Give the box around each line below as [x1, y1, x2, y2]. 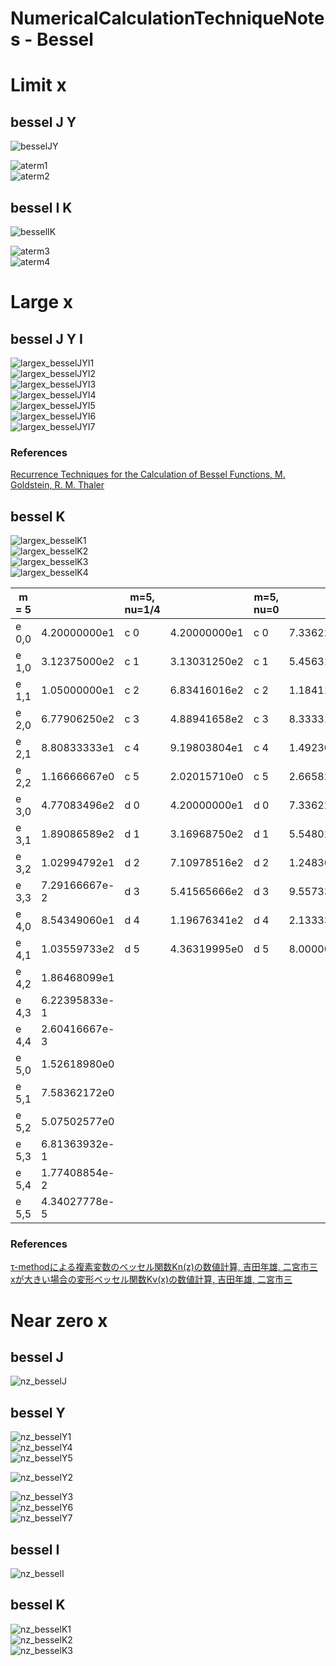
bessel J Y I [10, 330, 83, 347]
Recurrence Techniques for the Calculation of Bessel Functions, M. [10, 468, 286, 481]
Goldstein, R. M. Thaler [10, 479, 105, 491]
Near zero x [10, 1309, 108, 1332]
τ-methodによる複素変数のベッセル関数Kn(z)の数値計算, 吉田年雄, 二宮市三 [10, 1261, 318, 1273]
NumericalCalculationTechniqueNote [10, 7, 325, 30]
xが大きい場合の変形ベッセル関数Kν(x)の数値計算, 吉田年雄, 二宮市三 [10, 1273, 293, 1286]
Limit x [10, 74, 67, 97]
